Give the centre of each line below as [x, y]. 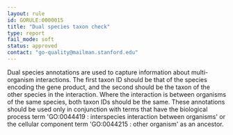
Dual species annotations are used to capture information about [98, 72]
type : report [26, 33]
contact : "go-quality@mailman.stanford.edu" [73, 53]
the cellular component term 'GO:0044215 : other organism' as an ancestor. [115, 124]
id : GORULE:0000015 [35, 20]
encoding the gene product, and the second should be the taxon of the [109, 87]
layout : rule [26, 14]
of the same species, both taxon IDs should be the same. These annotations [116, 102]
